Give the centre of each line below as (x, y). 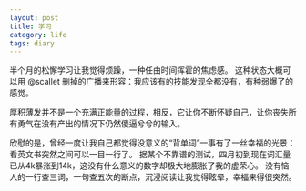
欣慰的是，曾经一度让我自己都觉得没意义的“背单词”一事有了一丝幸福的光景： (153, 143)
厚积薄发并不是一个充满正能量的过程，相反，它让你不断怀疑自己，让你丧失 (149, 112)
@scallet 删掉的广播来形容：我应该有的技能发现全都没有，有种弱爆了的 (160, 82)
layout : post (34, 18)
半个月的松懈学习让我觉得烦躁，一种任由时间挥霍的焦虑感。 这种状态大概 (146, 70)
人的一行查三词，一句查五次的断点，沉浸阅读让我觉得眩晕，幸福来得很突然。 (153, 177)
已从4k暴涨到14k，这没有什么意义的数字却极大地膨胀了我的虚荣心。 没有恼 (149, 166)
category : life (38, 35)
